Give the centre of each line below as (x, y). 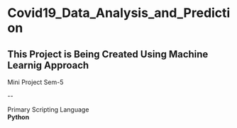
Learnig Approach (48, 65)
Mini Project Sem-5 (35, 82)
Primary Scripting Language (48, 110)
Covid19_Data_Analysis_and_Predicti (119, 13)
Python (18, 117)
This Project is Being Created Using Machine (108, 54)
